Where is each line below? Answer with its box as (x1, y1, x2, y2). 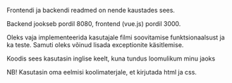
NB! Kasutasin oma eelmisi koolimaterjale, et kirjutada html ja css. (6, 68, 197, 76)
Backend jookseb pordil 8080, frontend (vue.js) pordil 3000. (6, 20, 181, 27)
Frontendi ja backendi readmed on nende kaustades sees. (6, 6, 176, 14)
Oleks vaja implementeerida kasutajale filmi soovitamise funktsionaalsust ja (6, 33, 225, 41)
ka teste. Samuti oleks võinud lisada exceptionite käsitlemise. (6, 41, 184, 49)
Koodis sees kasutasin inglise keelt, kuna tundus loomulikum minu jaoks (6, 54, 216, 63)
